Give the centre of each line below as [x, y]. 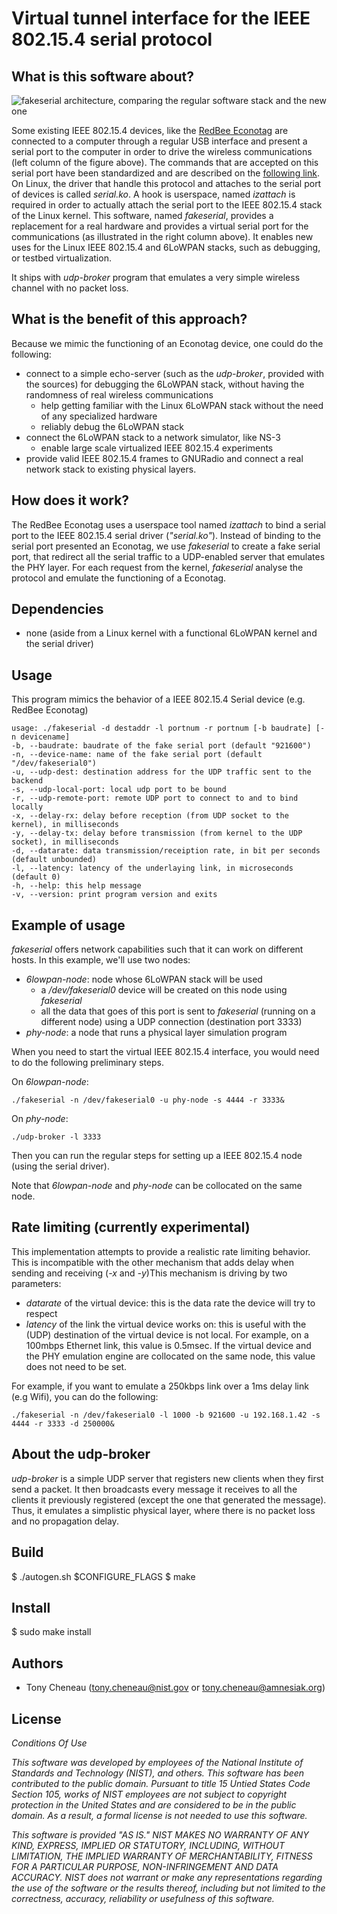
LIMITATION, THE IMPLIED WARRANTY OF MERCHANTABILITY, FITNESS [162, 1856]
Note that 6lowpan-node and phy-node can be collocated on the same [157, 1186]
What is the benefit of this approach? [129, 319]
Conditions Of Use [49, 1743]
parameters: [36, 1283]
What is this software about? [103, 76]
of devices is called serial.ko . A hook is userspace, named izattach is [153, 194]
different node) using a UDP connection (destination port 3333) [171, 1022]
